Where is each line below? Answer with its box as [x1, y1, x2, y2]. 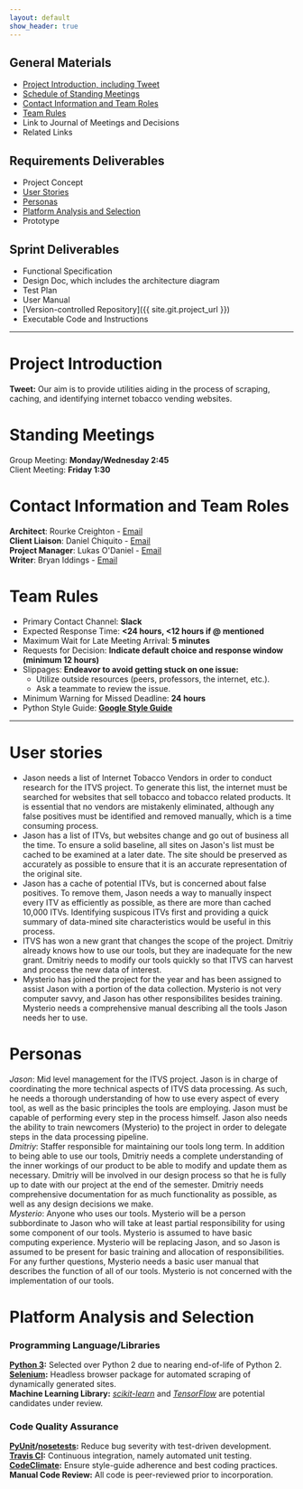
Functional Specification [22, 265, 113, 276]
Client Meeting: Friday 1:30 [9, 464, 111, 475]
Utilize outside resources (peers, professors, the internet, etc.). [35, 674, 271, 684]
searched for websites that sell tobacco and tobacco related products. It [22, 791, 291, 802]
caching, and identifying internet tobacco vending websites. [9, 393, 233, 404]
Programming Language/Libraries [9, 1338, 161, 1351]
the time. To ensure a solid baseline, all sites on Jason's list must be [22, 839, 275, 850]
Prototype [22, 216, 60, 227]
